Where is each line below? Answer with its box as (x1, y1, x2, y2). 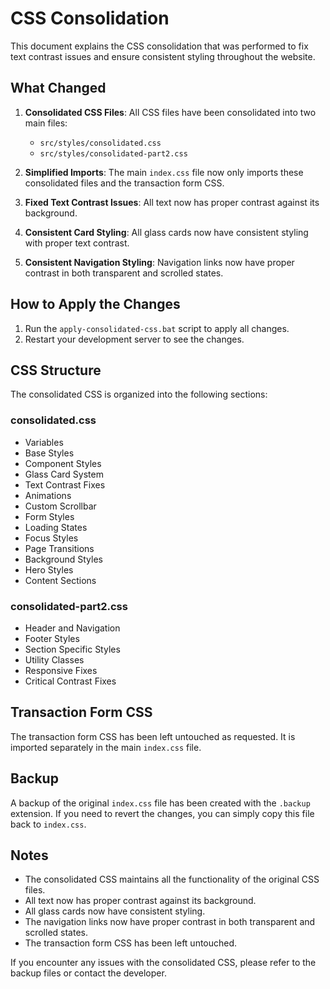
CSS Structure (10, 362, 102, 379)
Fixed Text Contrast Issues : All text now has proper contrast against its (24, 196, 320, 208)
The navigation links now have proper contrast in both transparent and (24, 916, 316, 928)
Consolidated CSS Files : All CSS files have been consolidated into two (24, 106, 317, 118)
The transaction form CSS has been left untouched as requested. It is (10, 730, 296, 742)
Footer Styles (24, 632, 80, 644)
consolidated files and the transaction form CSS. (24, 177, 225, 189)
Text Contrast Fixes (24, 478, 106, 491)
